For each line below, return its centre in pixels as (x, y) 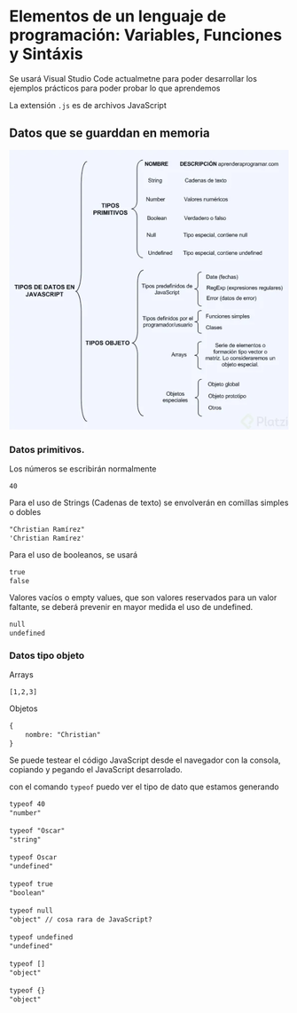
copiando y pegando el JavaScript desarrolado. (96, 770)
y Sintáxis (46, 54)
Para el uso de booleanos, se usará (74, 555)
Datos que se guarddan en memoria (109, 134)
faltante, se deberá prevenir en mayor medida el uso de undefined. (131, 607)
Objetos (23, 708)
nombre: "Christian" (63, 735)
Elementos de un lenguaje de (118, 16)
